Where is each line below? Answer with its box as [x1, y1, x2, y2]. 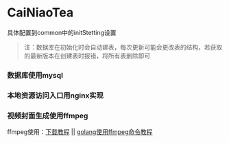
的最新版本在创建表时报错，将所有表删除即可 [23, 52, 151, 60]
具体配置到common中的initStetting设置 [7, 28, 117, 36]
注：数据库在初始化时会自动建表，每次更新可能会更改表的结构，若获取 [23, 43, 223, 51]
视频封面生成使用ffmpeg [7, 111, 88, 120]
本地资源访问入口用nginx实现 [7, 91, 104, 100]
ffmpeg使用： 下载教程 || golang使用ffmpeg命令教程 [7, 128, 153, 136]
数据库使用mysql [7, 70, 64, 80]
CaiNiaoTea [7, 5, 74, 21]
